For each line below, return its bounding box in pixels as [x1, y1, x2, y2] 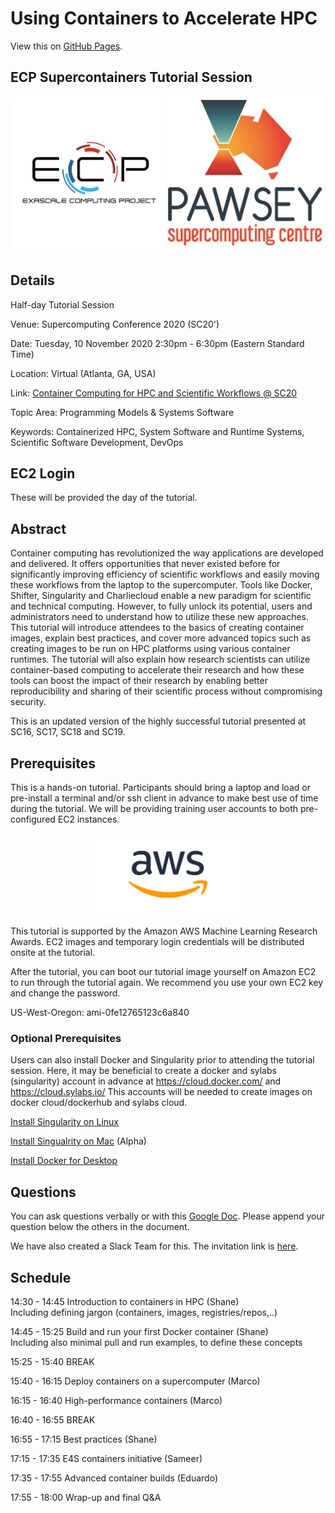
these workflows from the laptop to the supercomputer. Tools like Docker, [10, 579, 313, 591]
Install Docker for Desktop [10, 1155, 118, 1167]
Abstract [10, 520, 67, 537]
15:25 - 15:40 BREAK [10, 1356, 95, 1368]
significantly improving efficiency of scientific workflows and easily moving [10, 568, 320, 581]
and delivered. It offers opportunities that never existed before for [10, 558, 281, 570]
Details [10, 272, 55, 289]
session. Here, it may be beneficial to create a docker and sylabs [10, 1065, 277, 1077]
